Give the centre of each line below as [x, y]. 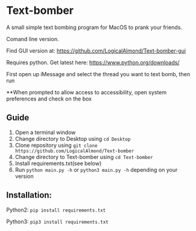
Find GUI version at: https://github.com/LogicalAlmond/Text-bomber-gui [96, 50]
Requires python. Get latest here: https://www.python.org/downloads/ [93, 62]
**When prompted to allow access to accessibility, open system [87, 92]
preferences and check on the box [49, 99]
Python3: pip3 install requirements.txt [57, 221]
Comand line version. [33, 39]
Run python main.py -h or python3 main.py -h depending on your [96, 169]
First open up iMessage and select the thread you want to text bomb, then [98, 74]
